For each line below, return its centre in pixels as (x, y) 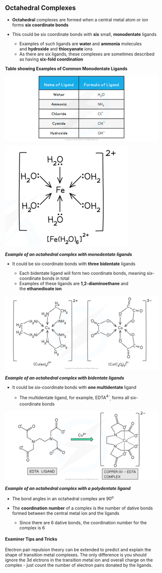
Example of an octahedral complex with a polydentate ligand (68, 489)
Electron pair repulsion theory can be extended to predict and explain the (78, 550)
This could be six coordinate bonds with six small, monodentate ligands (84, 34)
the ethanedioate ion (40, 288)
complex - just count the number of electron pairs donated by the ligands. (79, 565)
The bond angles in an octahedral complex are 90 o (63, 498)
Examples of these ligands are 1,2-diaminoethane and (74, 283)
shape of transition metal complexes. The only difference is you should (76, 555)
